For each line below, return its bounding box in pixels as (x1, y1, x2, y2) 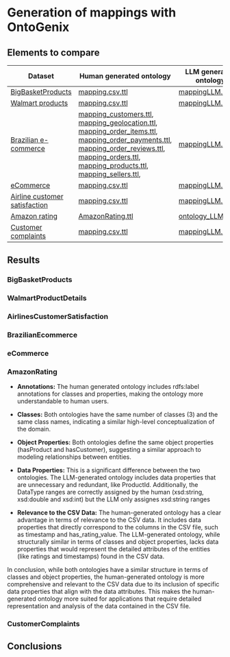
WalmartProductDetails (7, 294, 87, 303)
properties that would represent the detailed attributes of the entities (16, 545, 211, 553)
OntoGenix (7, 19, 70, 35)
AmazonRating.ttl (78, 211, 133, 221)
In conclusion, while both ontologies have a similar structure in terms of (7, 566, 209, 574)
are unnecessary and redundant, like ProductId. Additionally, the (16, 481, 199, 489)
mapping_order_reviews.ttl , (78, 144, 166, 153)
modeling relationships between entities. (16, 453, 132, 461)
